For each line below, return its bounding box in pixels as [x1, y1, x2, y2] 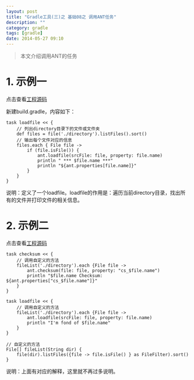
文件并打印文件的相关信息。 [16, 196, 83, 203]
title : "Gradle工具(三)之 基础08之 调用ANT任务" [6, 14, 117, 20]
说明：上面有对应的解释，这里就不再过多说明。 [6, 368, 118, 375]
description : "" [6, 19, 45, 25]
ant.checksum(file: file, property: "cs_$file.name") [27, 267, 160, 274]
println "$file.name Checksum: [27, 272, 103, 278]
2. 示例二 [6, 219, 49, 233]
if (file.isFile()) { [27, 147, 80, 153]
